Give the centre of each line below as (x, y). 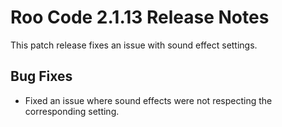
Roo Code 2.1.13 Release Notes (140, 17)
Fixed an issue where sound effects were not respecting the (148, 100)
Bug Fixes (41, 76)
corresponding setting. (72, 111)
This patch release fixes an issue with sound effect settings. (134, 45)
